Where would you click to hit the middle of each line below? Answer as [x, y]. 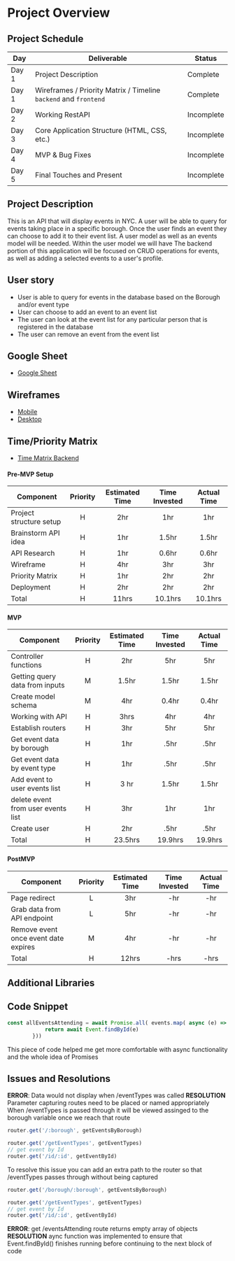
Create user [30, 829]
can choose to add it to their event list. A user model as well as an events [112, 236]
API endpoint [32, 918]
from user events [39, 808]
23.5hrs [127, 840]
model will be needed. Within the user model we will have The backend [110, 243]
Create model [33, 697]
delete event [31, 800]
